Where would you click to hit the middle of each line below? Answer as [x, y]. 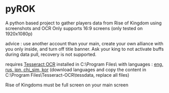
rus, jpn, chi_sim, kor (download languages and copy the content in [76, 70]
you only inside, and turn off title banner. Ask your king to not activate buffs [85, 49]
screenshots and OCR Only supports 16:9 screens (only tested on [74, 28]
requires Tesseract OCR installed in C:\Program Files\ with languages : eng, [84, 64]
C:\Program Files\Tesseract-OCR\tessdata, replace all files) [67, 75]
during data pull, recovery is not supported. [51, 54]
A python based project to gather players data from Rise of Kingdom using [83, 23]
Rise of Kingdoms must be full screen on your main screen [67, 85]
